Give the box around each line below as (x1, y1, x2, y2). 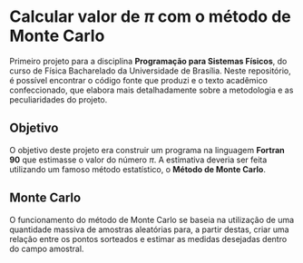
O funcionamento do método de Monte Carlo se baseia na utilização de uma (9, 214, 295, 225)
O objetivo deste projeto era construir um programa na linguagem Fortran (9, 144, 285, 155)
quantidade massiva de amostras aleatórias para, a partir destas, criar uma (9, 224, 289, 235)
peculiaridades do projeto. (9, 93, 108, 105)
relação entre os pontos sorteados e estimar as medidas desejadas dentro (9, 233, 288, 244)
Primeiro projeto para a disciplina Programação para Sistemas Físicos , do (9, 55, 288, 66)
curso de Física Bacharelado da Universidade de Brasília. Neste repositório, (9, 65, 292, 76)
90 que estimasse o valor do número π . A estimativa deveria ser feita (9, 154, 268, 165)
